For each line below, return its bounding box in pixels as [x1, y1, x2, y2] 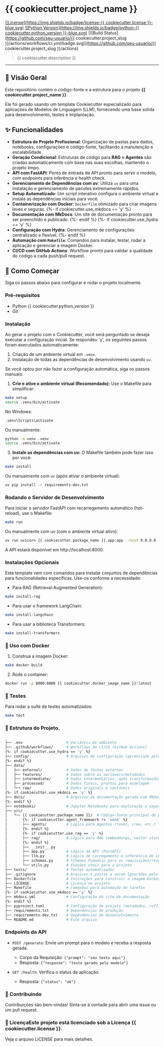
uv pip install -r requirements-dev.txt [5, 483, 89, 487]
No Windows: [5, 408, 32, 414]
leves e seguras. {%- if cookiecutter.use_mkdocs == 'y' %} [12, 206, 131, 212]
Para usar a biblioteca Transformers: [12, 621, 86, 627]
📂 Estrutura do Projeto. [5, 725, 60, 731]
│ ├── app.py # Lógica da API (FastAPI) [5, 849, 121, 854]
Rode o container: [12, 672, 48, 678]
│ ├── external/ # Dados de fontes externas [5, 767, 123, 772]
